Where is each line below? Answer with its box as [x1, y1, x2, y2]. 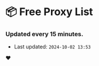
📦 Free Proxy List [5, 5, 93, 19]
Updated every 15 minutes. [5, 30, 84, 39]
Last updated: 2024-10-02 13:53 [13, 43, 91, 50]
